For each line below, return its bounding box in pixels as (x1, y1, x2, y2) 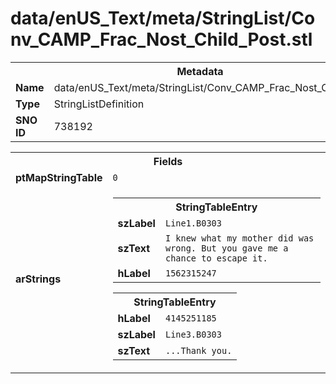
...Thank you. (164, 345, 233, 356)
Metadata (176, 64, 224, 78)
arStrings (15, 272, 62, 286)
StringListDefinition (53, 97, 145, 111)
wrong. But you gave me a (164, 242, 289, 254)
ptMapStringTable (15, 170, 103, 184)
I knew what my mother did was (164, 232, 315, 244)
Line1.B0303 (164, 217, 222, 229)
